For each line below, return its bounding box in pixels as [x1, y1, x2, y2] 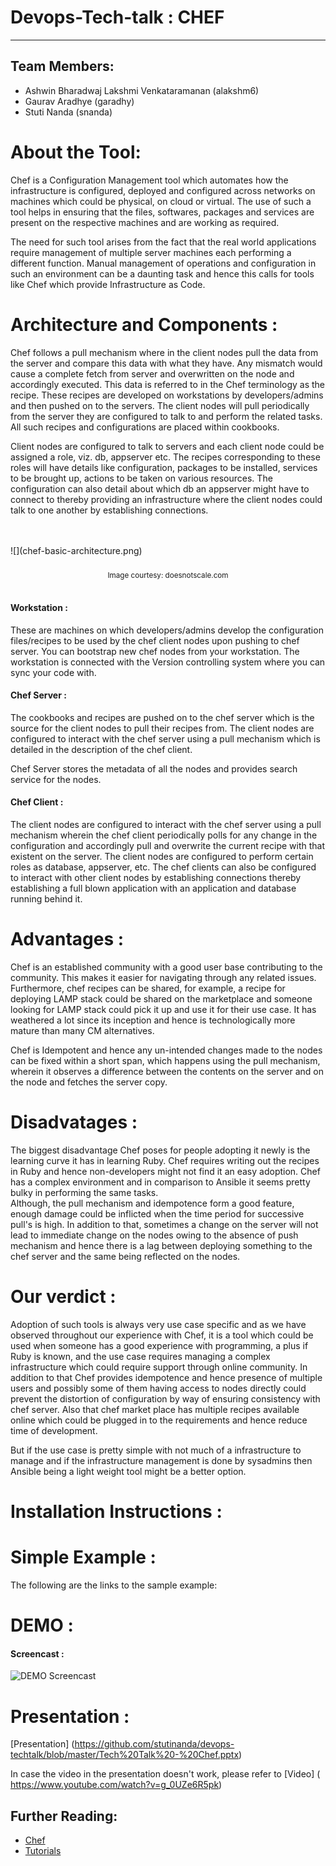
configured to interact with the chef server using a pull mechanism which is [10, 732, 321, 745]
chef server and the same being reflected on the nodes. [10, 1250, 241, 1262]
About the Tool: [10, 141, 142, 163]
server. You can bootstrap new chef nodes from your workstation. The [10, 645, 300, 657]
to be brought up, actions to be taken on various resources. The [10, 472, 273, 484]
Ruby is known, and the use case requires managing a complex [10, 1350, 271, 1362]
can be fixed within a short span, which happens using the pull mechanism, [10, 1054, 321, 1066]
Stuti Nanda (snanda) [24, 106, 113, 118]
